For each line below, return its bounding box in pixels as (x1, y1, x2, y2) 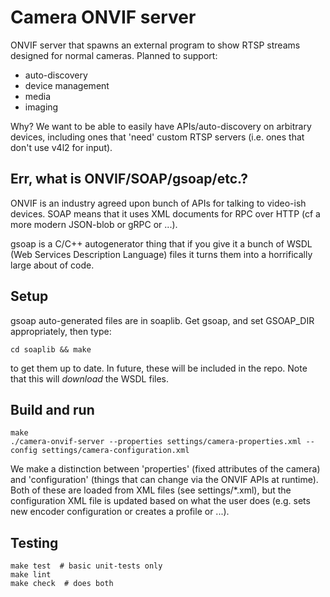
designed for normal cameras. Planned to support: (10, 49, 218, 61)
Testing (10, 534, 59, 551)
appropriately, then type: (10, 325, 112, 337)
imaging (24, 101, 59, 113)
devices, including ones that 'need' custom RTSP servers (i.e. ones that (10, 131, 305, 143)
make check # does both (10, 579, 114, 589)
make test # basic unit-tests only (10, 561, 163, 571)
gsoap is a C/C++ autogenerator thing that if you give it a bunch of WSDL (10, 237, 313, 250)
